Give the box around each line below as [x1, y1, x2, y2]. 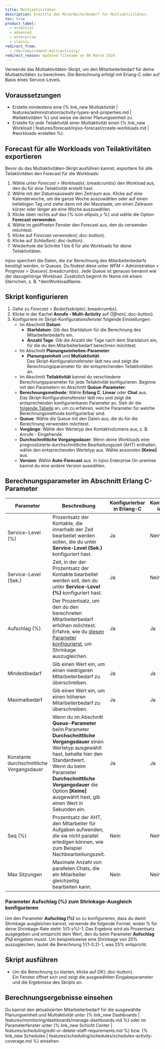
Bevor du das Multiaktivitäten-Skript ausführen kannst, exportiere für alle [5, 165, 153, 171]
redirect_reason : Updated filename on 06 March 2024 [5, 53, 115, 58]
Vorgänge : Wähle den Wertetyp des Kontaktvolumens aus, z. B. [19, 426, 149, 432]
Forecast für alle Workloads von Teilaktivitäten [5, 145, 151, 153]
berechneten [52, 610, 82, 617]
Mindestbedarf [7, 670, 42, 677]
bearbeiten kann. [52, 883, 92, 890]
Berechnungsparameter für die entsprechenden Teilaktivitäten [27, 363, 153, 369]
